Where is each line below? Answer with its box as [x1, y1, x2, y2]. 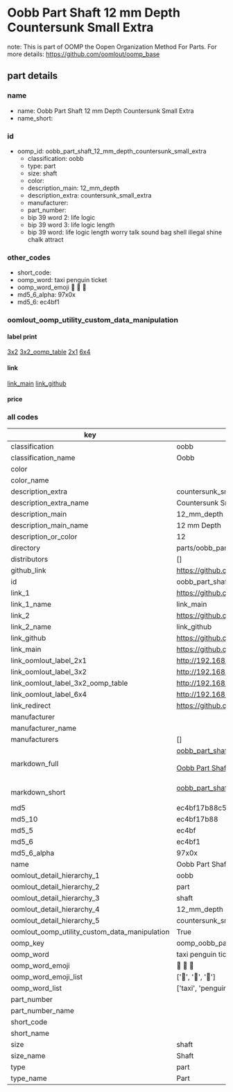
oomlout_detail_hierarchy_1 [10, 871, 100, 881]
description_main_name [10, 521, 89, 530]
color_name [10, 476, 49, 485]
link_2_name [10, 622, 52, 632]
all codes [7, 413, 39, 422]
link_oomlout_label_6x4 [10, 690, 87, 700]
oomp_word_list [10, 983, 62, 993]
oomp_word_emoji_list [10, 972, 83, 982]
